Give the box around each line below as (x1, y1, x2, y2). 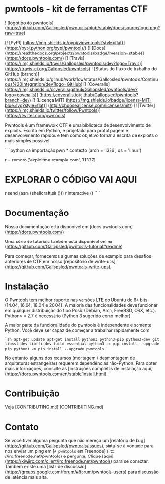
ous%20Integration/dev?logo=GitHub (5, 81, 81, 87)
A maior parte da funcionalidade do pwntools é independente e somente (5, 322, 152, 328)
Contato (5, 421, 39, 432)
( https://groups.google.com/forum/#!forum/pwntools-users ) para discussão (5, 469, 159, 475)
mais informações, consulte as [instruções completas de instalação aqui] (5, 365, 153, 371)
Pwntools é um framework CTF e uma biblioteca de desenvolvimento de (5, 122, 151, 128)
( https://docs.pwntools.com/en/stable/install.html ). (5, 371, 108, 376)
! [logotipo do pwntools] (5, 20, 54, 26)
